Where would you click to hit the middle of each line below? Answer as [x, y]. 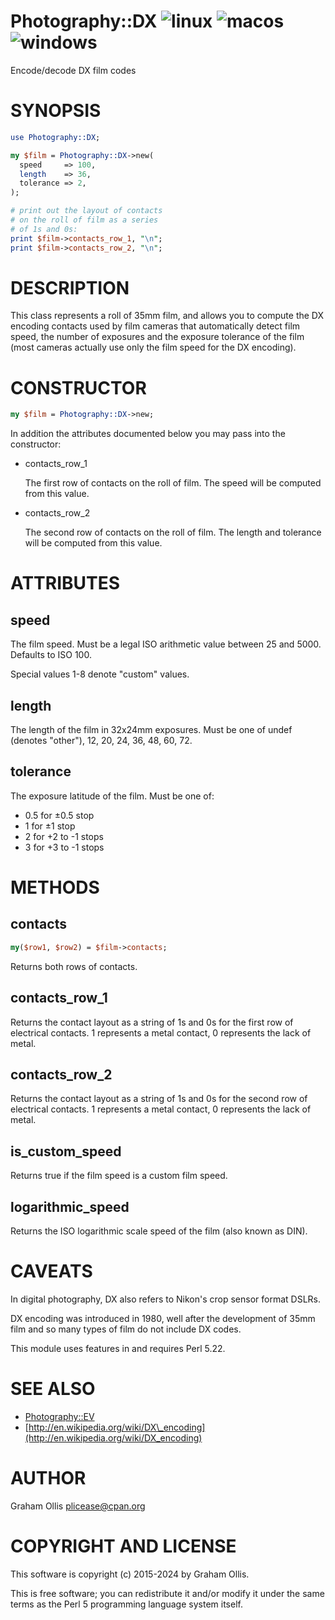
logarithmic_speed [70, 1206]
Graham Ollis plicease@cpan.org [78, 1506]
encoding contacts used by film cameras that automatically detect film [155, 326]
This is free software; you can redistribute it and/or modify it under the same [167, 1593]
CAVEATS [51, 1271]
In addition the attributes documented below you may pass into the [148, 434]
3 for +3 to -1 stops [64, 847]
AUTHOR [48, 1478]
